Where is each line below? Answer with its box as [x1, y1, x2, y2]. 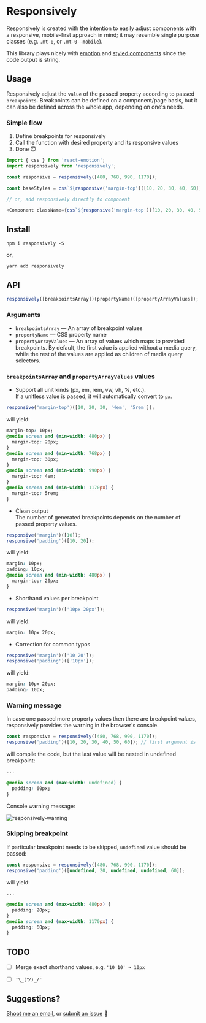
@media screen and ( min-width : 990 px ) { [6, 467, 112, 473]
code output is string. [6, 56, 61, 63]
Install [6, 224, 31, 234]
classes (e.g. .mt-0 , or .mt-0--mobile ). [6, 37, 103, 45]
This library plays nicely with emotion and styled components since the [6, 49, 186, 56]
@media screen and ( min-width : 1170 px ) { [6, 485, 114, 491]
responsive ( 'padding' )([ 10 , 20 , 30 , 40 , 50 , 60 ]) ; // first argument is [6, 739, 196, 746]
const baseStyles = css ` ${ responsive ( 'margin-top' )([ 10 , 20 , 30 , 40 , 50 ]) [6, 185, 202, 191]
